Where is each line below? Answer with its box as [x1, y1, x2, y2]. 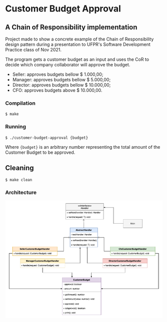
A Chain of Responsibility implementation [5, 23, 137, 31]
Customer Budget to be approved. [5, 149, 75, 155]
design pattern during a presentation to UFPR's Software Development [5, 41, 151, 47]
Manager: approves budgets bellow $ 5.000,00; [12, 77, 111, 82]
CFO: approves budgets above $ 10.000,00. [12, 87, 102, 93]
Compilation [5, 99, 36, 106]
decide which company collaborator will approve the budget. [5, 62, 130, 67]
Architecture [5, 189, 37, 196]
